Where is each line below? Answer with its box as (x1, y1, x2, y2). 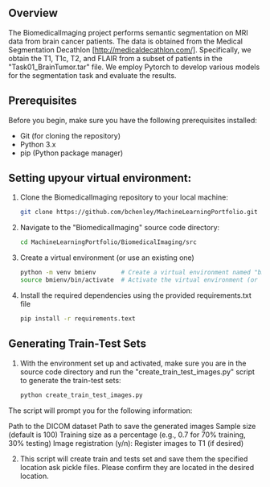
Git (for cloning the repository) (19, 130, 121, 140)
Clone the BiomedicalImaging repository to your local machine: (19, 192, 229, 202)
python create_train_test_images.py (19, 390, 143, 399)
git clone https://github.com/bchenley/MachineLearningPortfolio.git (19, 208, 259, 217)
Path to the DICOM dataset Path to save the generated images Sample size (8, 421, 256, 431)
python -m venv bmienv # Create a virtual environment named (19, 269, 251, 277)
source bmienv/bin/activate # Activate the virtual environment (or (19, 276, 259, 284)
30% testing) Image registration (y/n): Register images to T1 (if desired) (8, 438, 244, 448)
